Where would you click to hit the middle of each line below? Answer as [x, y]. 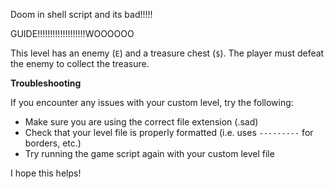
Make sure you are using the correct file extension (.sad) [141, 122]
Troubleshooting [46, 83]
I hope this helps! [46, 173]
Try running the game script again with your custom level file [149, 153]
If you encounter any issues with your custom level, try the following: [152, 102]
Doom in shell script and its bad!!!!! [81, 14]
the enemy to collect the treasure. [80, 63]
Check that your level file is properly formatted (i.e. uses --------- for [169, 132]
